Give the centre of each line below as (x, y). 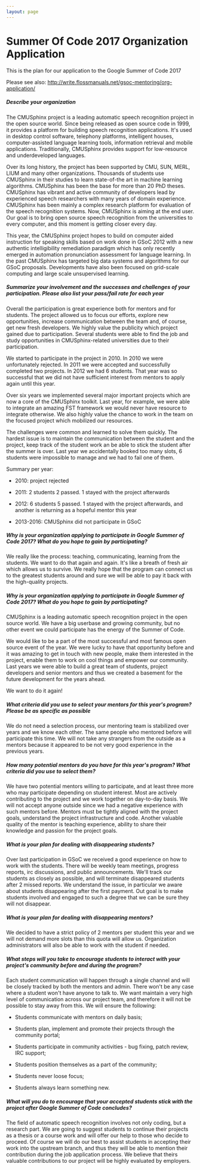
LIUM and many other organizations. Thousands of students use (85, 173)
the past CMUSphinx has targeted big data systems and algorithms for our (98, 261)
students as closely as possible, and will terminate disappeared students (96, 879)
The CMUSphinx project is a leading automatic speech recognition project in (100, 117)
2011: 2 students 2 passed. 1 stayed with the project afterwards (92, 492)
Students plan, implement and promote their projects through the (95, 1029)
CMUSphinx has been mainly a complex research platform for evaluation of (99, 205)
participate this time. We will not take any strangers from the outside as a (96, 738)
